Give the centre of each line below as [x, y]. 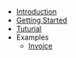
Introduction [36, 12]
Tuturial [29, 29]
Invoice [40, 46]
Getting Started [41, 20]
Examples [32, 37]
